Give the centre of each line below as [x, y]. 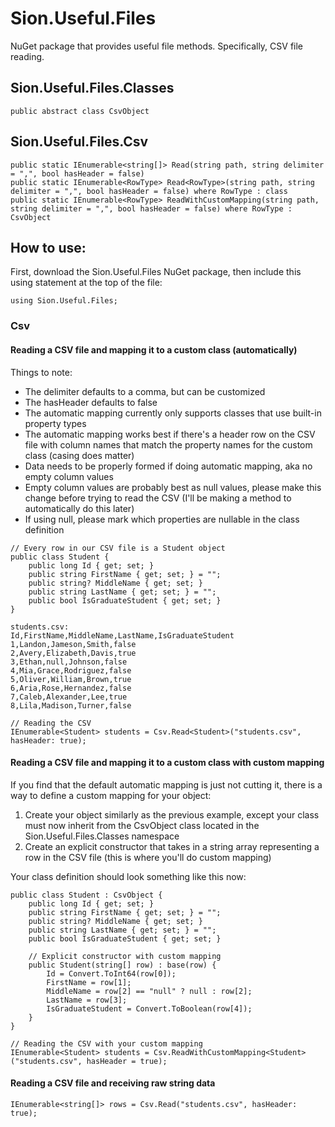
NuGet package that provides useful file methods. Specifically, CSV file [157, 46]
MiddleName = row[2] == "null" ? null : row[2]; [149, 991]
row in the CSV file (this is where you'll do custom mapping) [148, 857]
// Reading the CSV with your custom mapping [106, 1043]
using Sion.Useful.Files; [64, 301]
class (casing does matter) [79, 455]
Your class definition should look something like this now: [128, 876]
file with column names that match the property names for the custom [168, 444]
